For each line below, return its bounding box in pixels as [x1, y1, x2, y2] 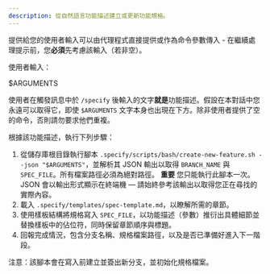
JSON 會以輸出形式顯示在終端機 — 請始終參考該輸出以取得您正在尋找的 [19, 179, 258, 189]
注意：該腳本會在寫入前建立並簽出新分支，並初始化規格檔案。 [8, 257, 214, 267]
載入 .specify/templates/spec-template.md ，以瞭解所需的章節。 [19, 199, 234, 210]
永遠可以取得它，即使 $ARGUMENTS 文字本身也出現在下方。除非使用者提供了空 [8, 105, 260, 114]
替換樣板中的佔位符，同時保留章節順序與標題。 [19, 219, 176, 230]
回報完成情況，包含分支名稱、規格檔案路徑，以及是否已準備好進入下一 [19, 230, 254, 239]
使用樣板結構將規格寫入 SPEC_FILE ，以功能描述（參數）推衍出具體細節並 [19, 210, 260, 219]
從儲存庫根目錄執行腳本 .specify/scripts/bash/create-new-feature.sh [19, 149, 255, 159]
